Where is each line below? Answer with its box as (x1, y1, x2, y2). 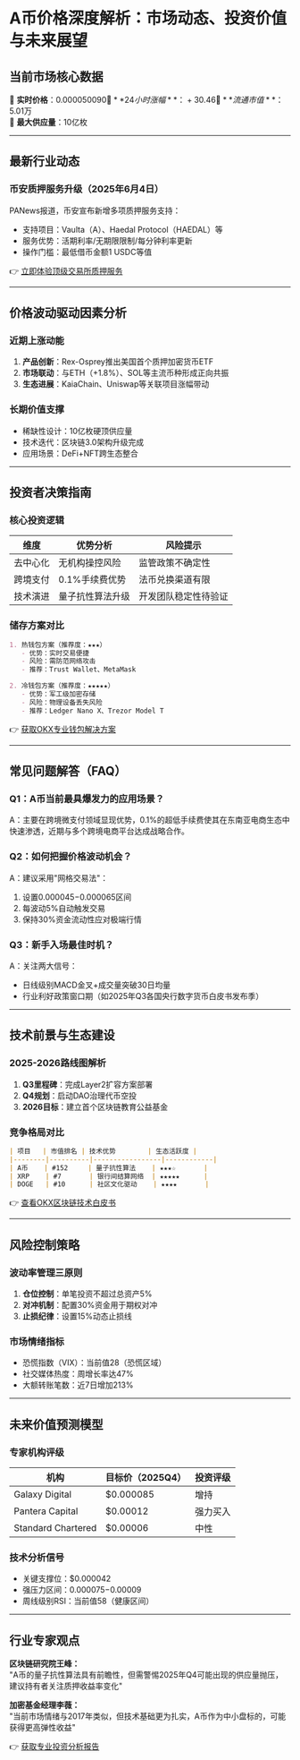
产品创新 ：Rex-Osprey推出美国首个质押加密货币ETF (21, 356, 214, 367)
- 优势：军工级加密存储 (21, 690, 96, 699)
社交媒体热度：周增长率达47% (21, 1369, 134, 1380)
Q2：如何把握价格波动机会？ (9, 850, 132, 863)
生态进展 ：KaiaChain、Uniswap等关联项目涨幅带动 (21, 379, 210, 389)
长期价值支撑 (9, 404, 65, 416)
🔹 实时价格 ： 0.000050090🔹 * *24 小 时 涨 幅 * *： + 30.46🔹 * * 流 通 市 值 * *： (9, 95, 284, 105)
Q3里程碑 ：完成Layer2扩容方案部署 (21, 1079, 154, 1089)
